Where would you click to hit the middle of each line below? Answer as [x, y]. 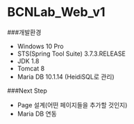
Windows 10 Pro [40, 46]
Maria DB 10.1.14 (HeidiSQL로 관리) [66, 77]
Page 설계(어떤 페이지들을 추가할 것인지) [72, 104]
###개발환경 [24, 32]
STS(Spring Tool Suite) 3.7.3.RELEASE [72, 54]
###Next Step [27, 91]
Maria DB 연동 [37, 114]
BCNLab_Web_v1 [56, 12]
